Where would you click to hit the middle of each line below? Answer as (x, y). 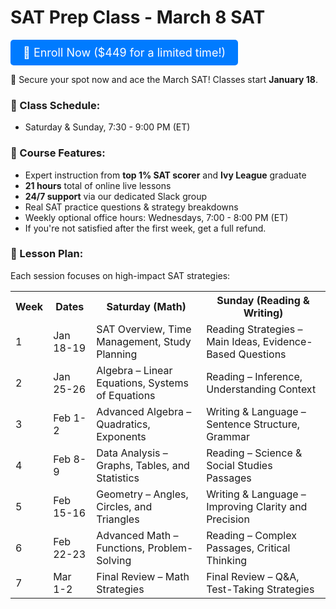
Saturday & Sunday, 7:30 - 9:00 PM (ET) (107, 127)
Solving (114, 560)
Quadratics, (123, 424)
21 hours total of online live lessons (98, 185)
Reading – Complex (251, 535)
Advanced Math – (137, 535)
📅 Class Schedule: (55, 105)
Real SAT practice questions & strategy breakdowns (131, 207)
